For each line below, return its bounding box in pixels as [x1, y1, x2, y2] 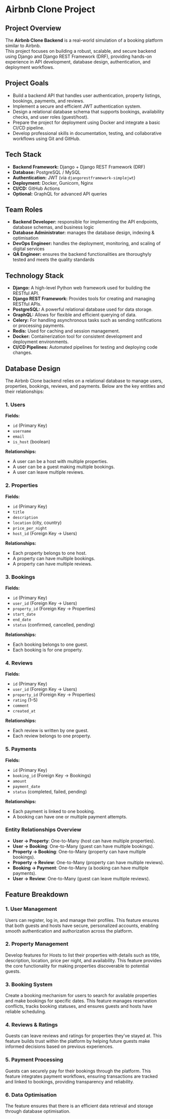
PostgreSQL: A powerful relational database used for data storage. [12, 306, 153, 313]
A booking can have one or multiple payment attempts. [12, 813, 128, 819]
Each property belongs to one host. [12, 550, 87, 556]
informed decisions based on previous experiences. [5, 1043, 114, 1049]
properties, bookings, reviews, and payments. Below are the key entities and [5, 383, 165, 389]
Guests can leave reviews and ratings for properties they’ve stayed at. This [5, 1033, 162, 1039]
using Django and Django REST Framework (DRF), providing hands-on [5, 53, 152, 59]
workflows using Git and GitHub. [12, 136, 81, 142]
